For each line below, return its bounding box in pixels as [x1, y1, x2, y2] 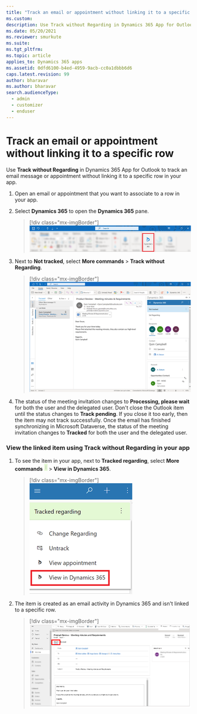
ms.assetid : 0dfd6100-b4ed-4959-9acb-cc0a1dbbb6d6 [6, 65, 133, 71]
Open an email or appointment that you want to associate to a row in [14, 190, 180, 197]
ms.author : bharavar [6, 84, 57, 90]
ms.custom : [6, 15, 33, 22]
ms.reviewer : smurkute [6, 34, 62, 40]
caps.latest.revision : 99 [6, 71, 69, 77]
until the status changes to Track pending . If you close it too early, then [14, 411, 188, 418]
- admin [11, 96, 30, 102]
